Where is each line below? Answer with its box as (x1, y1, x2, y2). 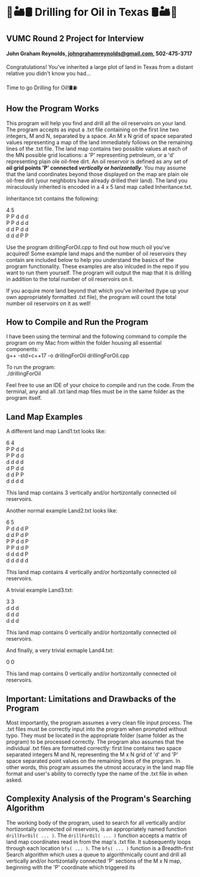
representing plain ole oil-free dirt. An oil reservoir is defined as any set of (6, 158, 188, 165)
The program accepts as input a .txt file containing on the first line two (6, 126, 179, 133)
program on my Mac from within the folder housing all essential (6, 339, 162, 346)
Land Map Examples (6, 412, 83, 422)
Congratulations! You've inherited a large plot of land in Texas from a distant (6, 63, 193, 70)
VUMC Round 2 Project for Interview (6, 33, 144, 43)
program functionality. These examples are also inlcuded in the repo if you (6, 263, 189, 270)
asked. (6, 776, 23, 783)
